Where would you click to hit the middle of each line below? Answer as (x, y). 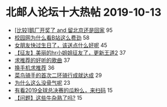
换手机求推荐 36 (34, 67)
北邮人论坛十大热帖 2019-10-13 (83, 12)
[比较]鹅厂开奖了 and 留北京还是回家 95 (63, 30)
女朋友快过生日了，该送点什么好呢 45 (61, 45)
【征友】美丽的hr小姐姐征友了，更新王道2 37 (70, 52)
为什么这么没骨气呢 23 (42, 82)
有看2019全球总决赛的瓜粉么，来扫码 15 (63, 90)
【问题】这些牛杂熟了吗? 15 (48, 97)
